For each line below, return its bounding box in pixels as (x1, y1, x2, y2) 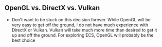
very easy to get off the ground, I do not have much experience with (11, 22, 148, 28)
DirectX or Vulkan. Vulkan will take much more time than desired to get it (11, 27, 157, 33)
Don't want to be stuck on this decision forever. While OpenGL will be (11, 16, 151, 22)
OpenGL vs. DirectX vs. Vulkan (4, 4, 100, 12)
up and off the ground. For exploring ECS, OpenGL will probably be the (11, 32, 154, 38)
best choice (11, 37, 36, 43)
